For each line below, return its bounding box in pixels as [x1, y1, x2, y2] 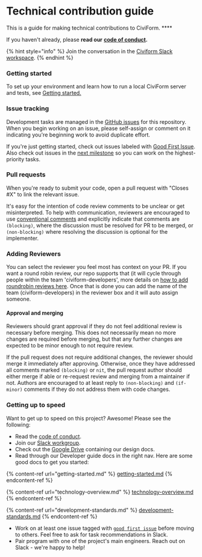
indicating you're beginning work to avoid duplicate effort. [6, 131, 151, 138]
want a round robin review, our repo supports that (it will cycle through [6, 270, 181, 277]
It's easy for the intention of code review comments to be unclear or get [6, 202, 185, 210]
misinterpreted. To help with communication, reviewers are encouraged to [6, 208, 190, 216]
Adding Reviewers [6, 250, 62, 258]
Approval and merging [6, 309, 63, 317]
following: [6, 421, 31, 428]
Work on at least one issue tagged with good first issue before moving [14, 524, 195, 532]
